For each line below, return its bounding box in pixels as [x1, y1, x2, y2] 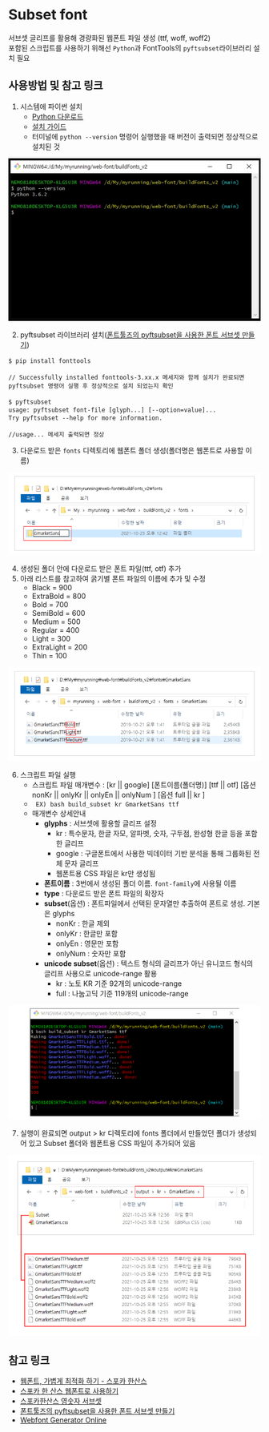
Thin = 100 [31, 650, 68, 660]
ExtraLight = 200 [31, 642, 88, 652]
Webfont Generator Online [19, 1415, 106, 1425]
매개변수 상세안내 [31, 808, 86, 818]
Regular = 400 [31, 625, 80, 634]
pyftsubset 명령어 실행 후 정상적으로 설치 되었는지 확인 [8, 382, 174, 390]
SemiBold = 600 [31, 608, 86, 617]
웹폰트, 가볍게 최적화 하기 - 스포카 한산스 [19, 1376, 147, 1386]
